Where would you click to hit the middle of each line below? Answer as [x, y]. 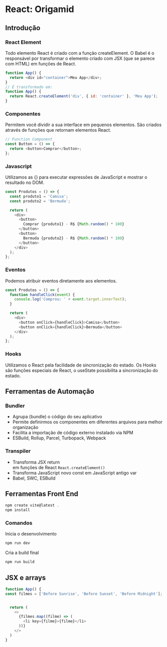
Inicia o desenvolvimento [31, 534]
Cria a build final [22, 553]
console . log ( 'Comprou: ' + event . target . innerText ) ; [70, 299]
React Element [23, 42]
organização [25, 427]
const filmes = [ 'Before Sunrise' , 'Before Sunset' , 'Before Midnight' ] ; [84, 594]
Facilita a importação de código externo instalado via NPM [73, 433]
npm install [18, 510]
